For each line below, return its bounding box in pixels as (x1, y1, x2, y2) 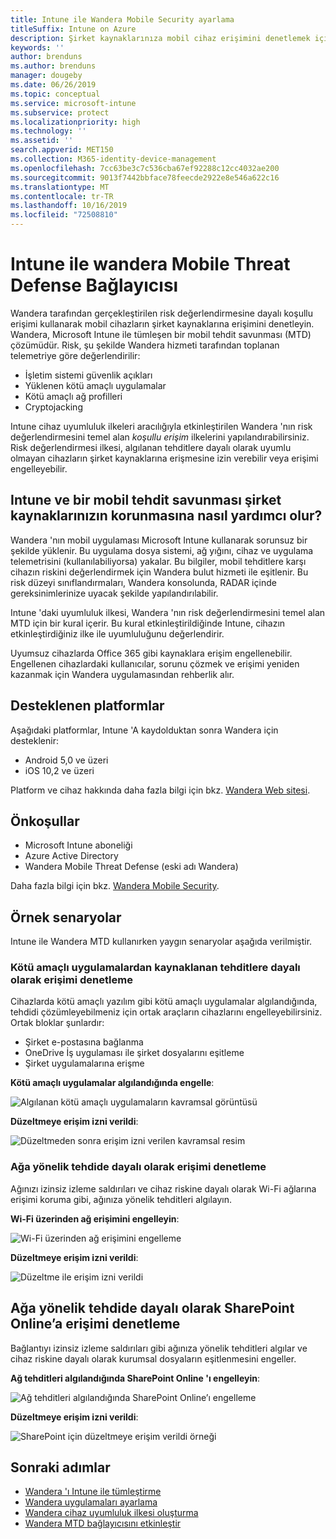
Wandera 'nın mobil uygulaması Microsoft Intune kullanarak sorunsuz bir (10, 534, 308, 546)
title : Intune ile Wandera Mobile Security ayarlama (10, 14, 235, 25)
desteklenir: (10, 734, 59, 746)
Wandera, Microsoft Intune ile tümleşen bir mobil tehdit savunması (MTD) (10, 328, 312, 340)
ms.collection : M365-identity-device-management (10, 154, 217, 164)
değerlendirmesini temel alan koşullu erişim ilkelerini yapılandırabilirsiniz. (10, 431, 310, 443)
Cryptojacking (24, 401, 83, 413)
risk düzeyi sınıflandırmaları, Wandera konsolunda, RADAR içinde (10, 576, 277, 588)
